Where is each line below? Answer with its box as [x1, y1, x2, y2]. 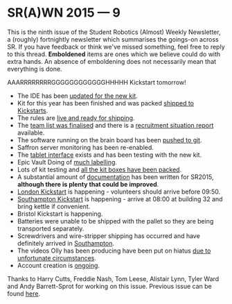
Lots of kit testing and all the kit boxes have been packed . [17, 165, 182, 174]
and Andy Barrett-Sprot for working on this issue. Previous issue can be [7, 282, 213, 290]
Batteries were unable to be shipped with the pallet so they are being [17, 217, 214, 225]
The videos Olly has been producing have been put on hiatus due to [17, 246, 211, 255]
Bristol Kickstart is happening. [17, 210, 103, 218]
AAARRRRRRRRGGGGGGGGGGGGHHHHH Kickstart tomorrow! [7, 78, 187, 86]
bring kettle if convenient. [17, 202, 91, 210]
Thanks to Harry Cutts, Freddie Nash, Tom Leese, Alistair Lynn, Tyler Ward [7, 274, 220, 282]
